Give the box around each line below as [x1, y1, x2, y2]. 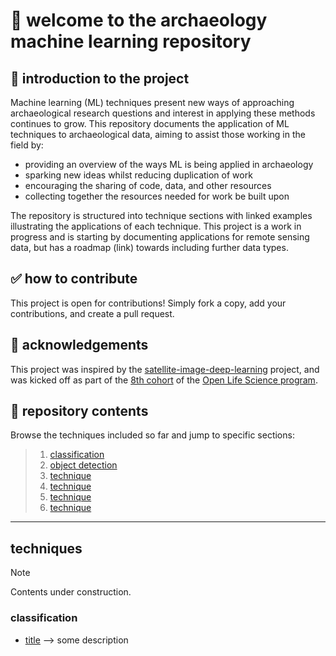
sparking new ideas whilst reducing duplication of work [24, 169, 253, 181]
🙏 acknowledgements [10, 337, 149, 354]
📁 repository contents [10, 403, 149, 420]
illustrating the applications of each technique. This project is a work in [10, 220, 302, 232]
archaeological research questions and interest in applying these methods [10, 107, 316, 119]
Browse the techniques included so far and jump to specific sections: [10, 429, 295, 441]
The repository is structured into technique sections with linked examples [10, 210, 313, 221]
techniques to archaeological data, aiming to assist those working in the [10, 129, 306, 140]
